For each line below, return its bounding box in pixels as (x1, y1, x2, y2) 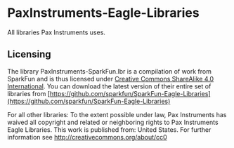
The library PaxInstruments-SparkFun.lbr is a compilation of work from (7, 67, 212, 75)
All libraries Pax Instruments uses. (7, 28, 105, 36)
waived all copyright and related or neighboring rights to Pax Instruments (7, 118, 219, 126)
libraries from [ (7, 89, 51, 97)
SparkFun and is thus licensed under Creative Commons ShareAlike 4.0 (7, 74, 214, 83)
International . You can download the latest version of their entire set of (7, 82, 212, 90)
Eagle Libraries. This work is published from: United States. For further (7, 125, 212, 134)
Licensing (7, 48, 51, 60)
